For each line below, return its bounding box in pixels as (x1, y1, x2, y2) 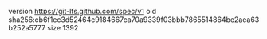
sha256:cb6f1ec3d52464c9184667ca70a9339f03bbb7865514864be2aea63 (8, 15, 260, 24)
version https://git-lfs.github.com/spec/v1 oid (8, 7, 157, 16)
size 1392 (47, 23, 79, 32)
